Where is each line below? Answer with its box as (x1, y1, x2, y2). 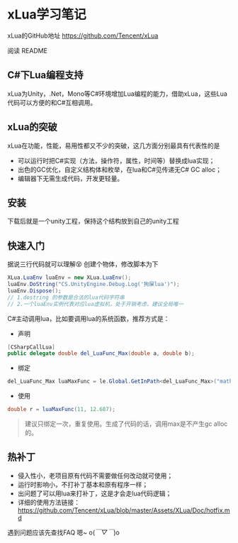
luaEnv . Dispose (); (7, 287, 62, 295)
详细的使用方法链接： (17, 498, 80, 506)
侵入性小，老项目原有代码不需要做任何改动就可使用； (17, 471, 174, 480)
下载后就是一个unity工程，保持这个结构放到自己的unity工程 (7, 217, 179, 226)
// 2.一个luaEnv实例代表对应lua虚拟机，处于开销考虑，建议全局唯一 (7, 300, 184, 307)
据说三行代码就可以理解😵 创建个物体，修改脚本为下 (7, 260, 159, 268)
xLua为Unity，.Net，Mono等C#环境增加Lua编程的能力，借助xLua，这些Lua (7, 89, 228, 98)
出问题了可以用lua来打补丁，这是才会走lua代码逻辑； (17, 489, 172, 498)
